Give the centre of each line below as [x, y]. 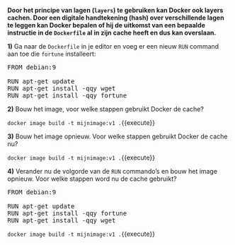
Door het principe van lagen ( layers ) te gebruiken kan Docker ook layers [115, 10]
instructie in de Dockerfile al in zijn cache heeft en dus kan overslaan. [112, 32]
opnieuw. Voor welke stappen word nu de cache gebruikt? [92, 179]
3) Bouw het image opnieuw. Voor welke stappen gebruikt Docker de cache [117, 136]
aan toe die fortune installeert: [52, 54]
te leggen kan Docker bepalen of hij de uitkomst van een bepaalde [106, 25]
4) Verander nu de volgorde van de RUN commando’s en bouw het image [113, 171]
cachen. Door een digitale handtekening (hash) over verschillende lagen [116, 18]
